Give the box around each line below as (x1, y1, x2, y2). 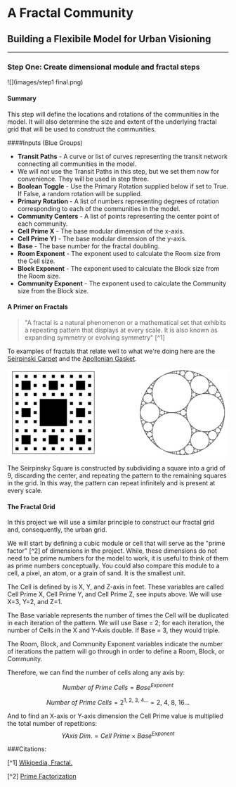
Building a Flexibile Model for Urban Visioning (7, 33, 211, 45)
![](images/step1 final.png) (7, 78, 84, 87)
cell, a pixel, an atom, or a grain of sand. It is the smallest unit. (7, 569, 186, 577)
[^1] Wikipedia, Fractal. (7, 758, 73, 767)
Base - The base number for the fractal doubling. (17, 241, 160, 250)
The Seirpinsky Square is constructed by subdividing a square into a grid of (7, 464, 226, 472)
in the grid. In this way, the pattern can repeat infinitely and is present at (7, 479, 216, 487)
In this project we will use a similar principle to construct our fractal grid (7, 518, 215, 527)
